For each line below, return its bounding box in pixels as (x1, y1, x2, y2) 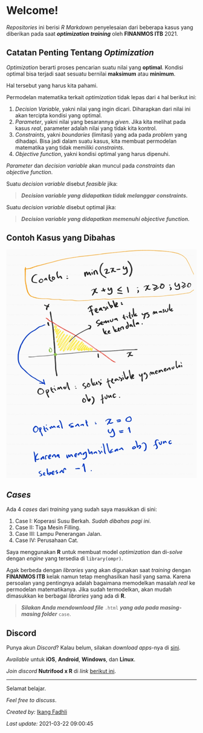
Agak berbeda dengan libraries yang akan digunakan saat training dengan (6, 567, 192, 574)
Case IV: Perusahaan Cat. (14, 536, 79, 544)
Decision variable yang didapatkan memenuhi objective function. (21, 215, 190, 223)
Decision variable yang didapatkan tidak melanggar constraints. (21, 192, 188, 199)
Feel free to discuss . (6, 697, 57, 704)
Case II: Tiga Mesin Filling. (14, 524, 81, 531)
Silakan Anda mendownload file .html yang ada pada (21, 604, 159, 611)
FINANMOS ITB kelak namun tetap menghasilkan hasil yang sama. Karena (6, 573, 191, 581)
